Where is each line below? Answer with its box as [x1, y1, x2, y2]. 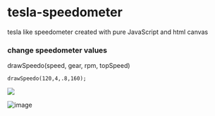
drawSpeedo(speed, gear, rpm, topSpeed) [7, 62, 130, 70]
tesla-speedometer [7, 4, 123, 21]
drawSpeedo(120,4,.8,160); [7, 75, 87, 82]
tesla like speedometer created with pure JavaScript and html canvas [7, 28, 209, 36]
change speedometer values [7, 45, 108, 55]
